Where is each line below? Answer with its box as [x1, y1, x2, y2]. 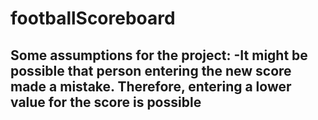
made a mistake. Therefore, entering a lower [10, 78, 292, 95]
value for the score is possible [10, 93, 202, 111]
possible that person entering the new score [10, 62, 292, 79]
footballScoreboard [10, 7, 176, 30]
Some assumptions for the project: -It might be [10, 47, 308, 64]
